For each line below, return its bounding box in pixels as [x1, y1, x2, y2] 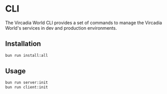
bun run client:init [5, 85, 49, 90]
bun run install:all [5, 53, 49, 58]
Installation [5, 40, 41, 48]
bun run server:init [5, 80, 49, 85]
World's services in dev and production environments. [5, 25, 117, 31]
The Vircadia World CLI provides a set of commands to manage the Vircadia [5, 20, 162, 26]
